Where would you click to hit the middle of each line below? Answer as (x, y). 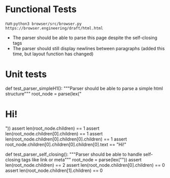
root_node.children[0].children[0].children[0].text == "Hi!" (66, 144)
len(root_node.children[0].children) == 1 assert (54, 133)
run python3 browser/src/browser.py (44, 23)
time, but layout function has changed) (53, 54)
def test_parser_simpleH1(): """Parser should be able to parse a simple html (84, 88)
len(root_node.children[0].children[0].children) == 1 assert (66, 139)
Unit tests (26, 74)
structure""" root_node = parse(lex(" (43, 94)
